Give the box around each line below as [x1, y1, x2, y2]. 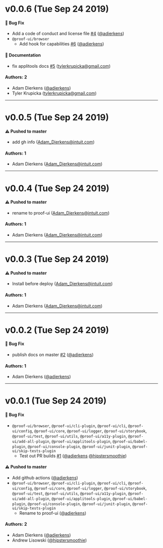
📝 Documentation [5, 52, 41, 58]
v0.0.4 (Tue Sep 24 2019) [5, 183, 110, 194]
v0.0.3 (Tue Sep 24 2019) [5, 254, 109, 265]
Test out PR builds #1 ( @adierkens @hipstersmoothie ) [19, 452, 127, 459]
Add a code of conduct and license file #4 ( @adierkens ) [12, 31, 125, 37]
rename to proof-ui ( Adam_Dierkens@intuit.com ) [12, 210, 110, 215]
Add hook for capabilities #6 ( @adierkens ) [19, 41, 104, 47]
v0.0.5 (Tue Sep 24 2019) [5, 112, 109, 123]
